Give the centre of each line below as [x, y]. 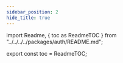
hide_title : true [28, 18]
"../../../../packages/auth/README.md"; [55, 42]
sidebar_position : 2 [33, 12]
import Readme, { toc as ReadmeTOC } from [61, 35]
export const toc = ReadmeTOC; [47, 53]
